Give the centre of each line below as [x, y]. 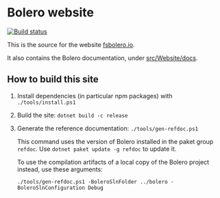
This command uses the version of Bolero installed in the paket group [115, 141]
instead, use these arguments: [60, 169]
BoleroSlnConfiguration [51, 188]
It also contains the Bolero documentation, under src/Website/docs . [102, 58]
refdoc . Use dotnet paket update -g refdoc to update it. [97, 149]
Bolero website [51, 13]
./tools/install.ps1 [46, 102]
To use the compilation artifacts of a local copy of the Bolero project [113, 162]
